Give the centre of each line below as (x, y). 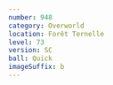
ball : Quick (30, 58)
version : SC (30, 50)
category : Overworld (47, 26)
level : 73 (27, 42)
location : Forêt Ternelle (56, 34)
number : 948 (30, 17)
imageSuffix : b (36, 67)
